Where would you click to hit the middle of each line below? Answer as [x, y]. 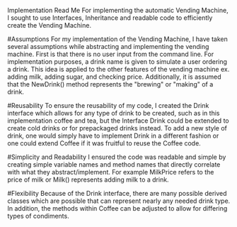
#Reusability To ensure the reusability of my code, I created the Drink [108, 105]
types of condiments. [38, 216]
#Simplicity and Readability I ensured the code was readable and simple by [117, 157]
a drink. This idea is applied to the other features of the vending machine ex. [118, 69]
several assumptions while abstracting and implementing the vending [108, 46]
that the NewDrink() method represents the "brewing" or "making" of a [110, 84]
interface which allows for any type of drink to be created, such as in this [114, 113]
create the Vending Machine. [50, 25]
